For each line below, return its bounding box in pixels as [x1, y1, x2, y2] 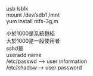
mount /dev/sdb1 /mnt [6, 11, 60, 18]
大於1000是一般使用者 [6, 37, 61, 44]
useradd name [6, 52, 42, 58]
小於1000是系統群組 [6, 30, 55, 37]
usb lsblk [6, 5, 29, 12]
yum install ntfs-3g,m [6, 18, 58, 24]
